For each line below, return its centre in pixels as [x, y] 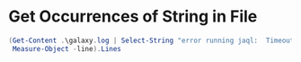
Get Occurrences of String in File [133, 17]
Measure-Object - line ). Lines [67, 49]
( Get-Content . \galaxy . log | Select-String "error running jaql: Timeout [151, 40]
